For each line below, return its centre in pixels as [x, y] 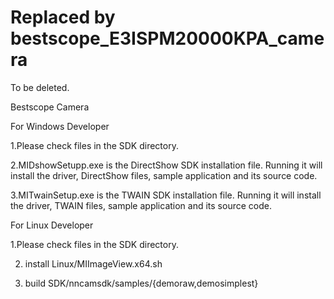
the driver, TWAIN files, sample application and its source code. [141, 205]
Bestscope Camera [50, 107]
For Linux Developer [52, 225]
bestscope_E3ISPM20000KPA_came [167, 38]
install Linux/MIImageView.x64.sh [93, 263]
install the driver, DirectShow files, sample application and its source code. [164, 175]
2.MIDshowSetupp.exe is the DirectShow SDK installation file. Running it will [166, 165]
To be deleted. [40, 87]
